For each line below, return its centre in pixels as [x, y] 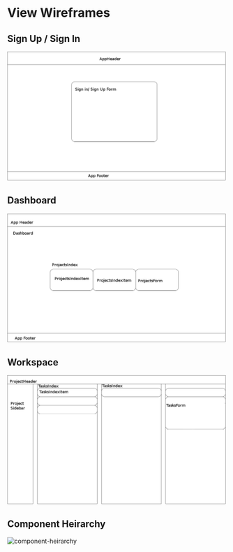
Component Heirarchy [57, 524]
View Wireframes [59, 13]
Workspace [33, 362]
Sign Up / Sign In [44, 39]
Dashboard [32, 201]
